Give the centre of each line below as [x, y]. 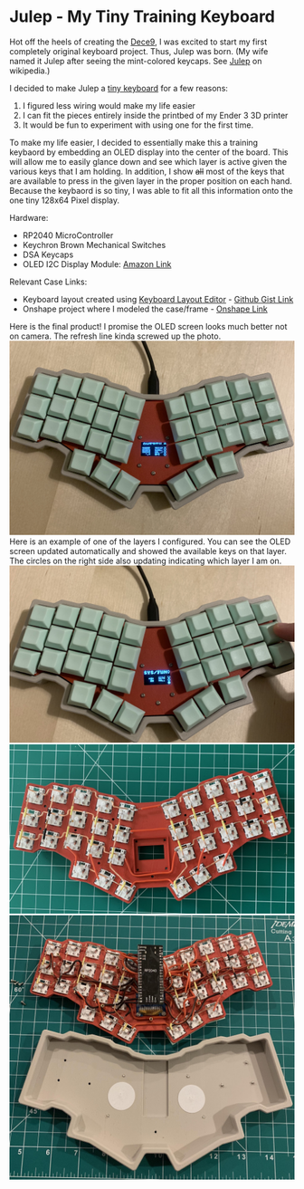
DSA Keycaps [48, 254]
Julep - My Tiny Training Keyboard [142, 17]
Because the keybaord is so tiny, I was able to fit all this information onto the [152, 190]
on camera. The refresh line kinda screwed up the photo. [115, 336]
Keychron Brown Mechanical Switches [94, 245]
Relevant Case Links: [48, 282]
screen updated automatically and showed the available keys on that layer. [148, 551]
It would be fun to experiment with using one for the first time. [138, 125]
